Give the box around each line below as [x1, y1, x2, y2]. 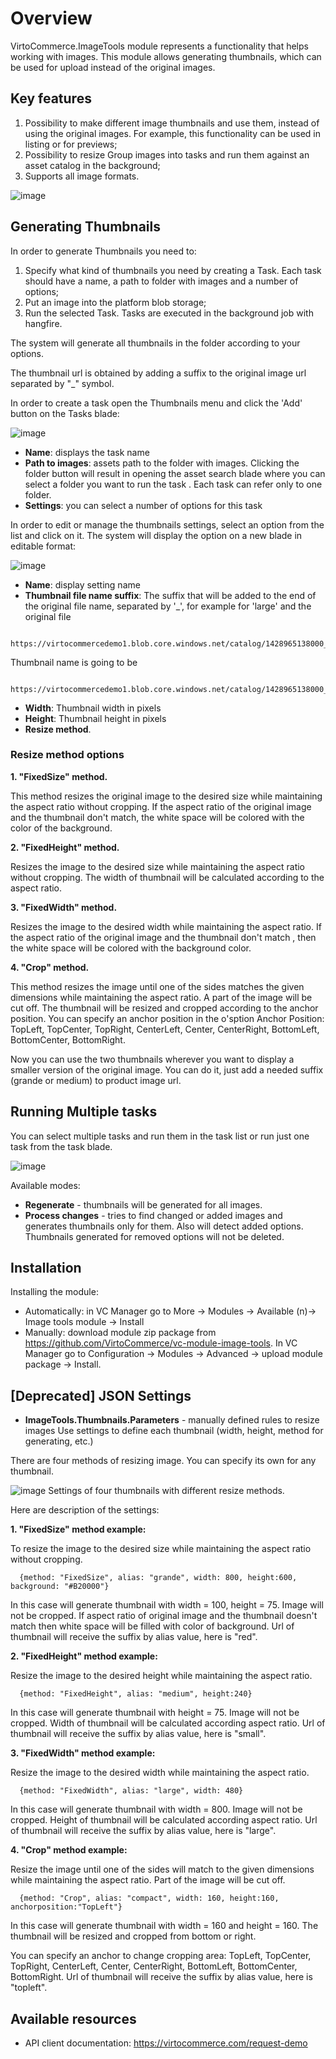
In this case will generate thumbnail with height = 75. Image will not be [10, 1707, 300, 1719]
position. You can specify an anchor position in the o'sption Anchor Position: [10, 1012, 325, 1024]
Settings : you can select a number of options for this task [24, 499, 263, 511]
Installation [10, 1260, 82, 1277]
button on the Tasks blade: [10, 407, 120, 419]
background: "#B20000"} [10, 1582, 110, 1592]
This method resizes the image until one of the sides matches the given [10, 980, 305, 992]
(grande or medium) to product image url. [10, 1074, 182, 1086]
